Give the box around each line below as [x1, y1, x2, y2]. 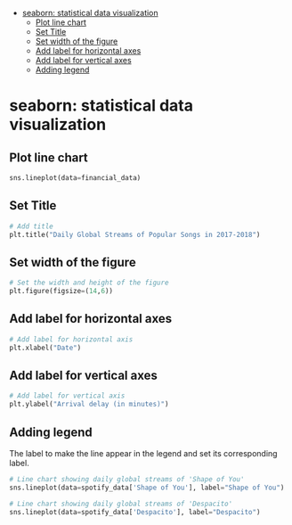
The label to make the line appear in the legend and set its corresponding [9, 447, 278, 458]
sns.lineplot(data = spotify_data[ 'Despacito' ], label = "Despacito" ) [9, 507, 261, 516]
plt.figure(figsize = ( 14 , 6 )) [9, 287, 114, 296]
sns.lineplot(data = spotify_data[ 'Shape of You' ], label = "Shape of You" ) [9, 483, 285, 492]
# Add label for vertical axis [9, 391, 126, 400]
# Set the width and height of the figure [9, 278, 169, 288]
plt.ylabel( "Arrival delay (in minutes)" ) [9, 400, 169, 409]
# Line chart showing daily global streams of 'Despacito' [9, 499, 233, 508]
